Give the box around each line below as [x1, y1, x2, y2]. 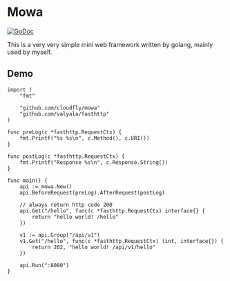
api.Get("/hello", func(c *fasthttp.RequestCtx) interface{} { [19, 207, 206, 215]
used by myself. [7, 48, 52, 56]
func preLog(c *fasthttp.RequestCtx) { [7, 129, 122, 136]
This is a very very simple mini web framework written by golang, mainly [7, 40, 213, 48]
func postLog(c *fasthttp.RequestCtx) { [7, 153, 126, 160]
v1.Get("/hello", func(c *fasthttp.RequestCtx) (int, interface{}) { [19, 237, 224, 244]
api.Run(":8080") [19, 262, 70, 269]
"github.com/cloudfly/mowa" [19, 105, 100, 111]
